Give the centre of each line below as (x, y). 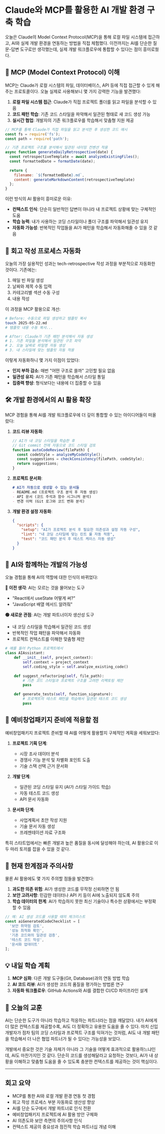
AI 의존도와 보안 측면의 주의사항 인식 (47, 1120)
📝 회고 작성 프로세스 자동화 (43, 251)
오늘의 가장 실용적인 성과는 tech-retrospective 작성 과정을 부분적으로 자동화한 (80, 263)
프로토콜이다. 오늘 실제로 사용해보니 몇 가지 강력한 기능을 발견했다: (78, 91)
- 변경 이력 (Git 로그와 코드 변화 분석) (48, 501)
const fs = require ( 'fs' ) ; (33, 134)
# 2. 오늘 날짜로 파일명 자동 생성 (35, 346)
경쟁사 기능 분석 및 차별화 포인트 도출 (55, 760)
